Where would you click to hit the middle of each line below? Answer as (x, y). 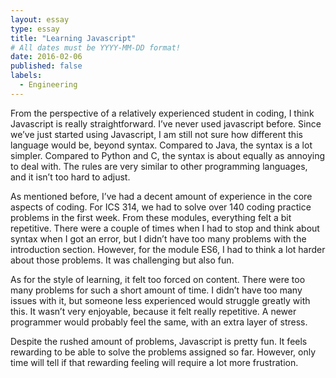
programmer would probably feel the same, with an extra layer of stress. (159, 322)
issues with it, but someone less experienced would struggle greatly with (160, 300)
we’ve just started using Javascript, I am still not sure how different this (156, 134)
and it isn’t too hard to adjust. (70, 177)
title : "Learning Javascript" (73, 38)
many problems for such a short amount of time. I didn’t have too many (156, 290)
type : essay (35, 29)
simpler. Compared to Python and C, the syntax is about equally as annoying (168, 155)
